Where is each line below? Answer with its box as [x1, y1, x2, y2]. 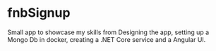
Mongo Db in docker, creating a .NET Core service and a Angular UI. [7, 35, 206, 43]
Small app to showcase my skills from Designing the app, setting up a [7, 28, 210, 36]
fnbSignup [7, 5, 71, 21]
